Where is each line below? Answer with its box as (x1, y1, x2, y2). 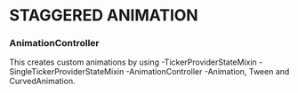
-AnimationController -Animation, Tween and (125, 66, 290, 77)
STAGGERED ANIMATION (9, 5, 198, 26)
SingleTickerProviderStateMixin (9, 66, 125, 77)
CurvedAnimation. (9, 76, 76, 87)
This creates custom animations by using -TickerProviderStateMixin (9, 57, 258, 67)
